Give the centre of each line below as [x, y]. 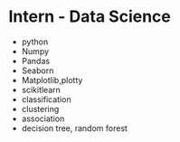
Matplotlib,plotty [52, 80]
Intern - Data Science [90, 17]
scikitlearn [41, 90]
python [35, 42]
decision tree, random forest [75, 128]
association [43, 118]
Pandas [36, 61]
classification [46, 99]
